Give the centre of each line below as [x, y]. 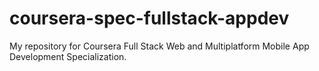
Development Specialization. [68, 56]
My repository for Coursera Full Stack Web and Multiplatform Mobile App [159, 46]
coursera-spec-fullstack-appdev [149, 18]
